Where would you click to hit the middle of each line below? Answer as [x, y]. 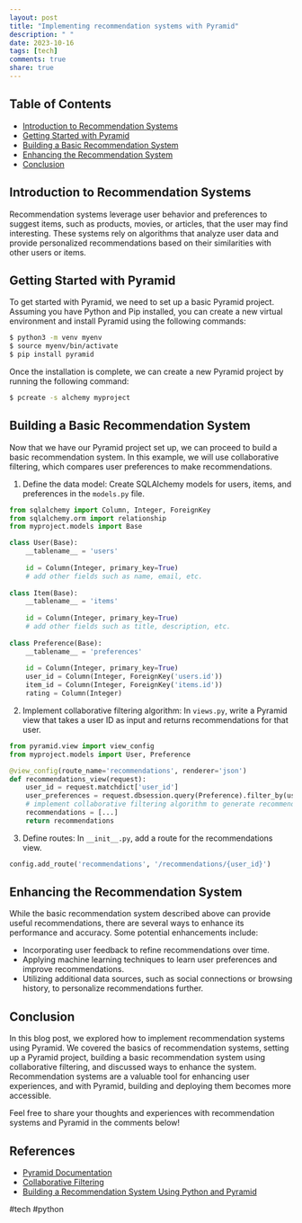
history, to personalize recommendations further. [113, 988]
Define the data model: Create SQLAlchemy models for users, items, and [157, 484]
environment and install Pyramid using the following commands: [128, 321]
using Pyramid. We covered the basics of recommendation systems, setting [149, 1048]
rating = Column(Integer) [74, 693]
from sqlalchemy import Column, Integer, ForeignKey [110, 510]
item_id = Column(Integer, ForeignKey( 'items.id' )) [124, 685]
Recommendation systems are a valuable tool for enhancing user [129, 1076]
